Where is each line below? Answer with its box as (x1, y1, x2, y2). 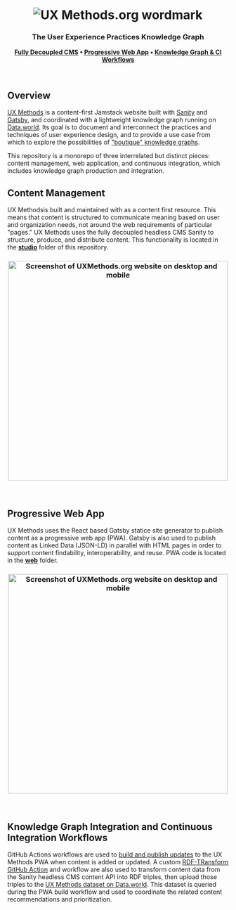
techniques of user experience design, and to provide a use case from (7, 131, 211, 139)
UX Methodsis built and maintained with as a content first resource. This (7, 206, 216, 214)
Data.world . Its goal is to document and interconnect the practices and (7, 123, 211, 131)
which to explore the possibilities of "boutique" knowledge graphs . (7, 138, 200, 147)
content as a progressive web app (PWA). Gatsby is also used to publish (7, 534, 216, 542)
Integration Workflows (7, 831, 107, 843)
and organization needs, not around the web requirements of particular (7, 221, 213, 229)
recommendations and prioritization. (7, 895, 112, 904)
